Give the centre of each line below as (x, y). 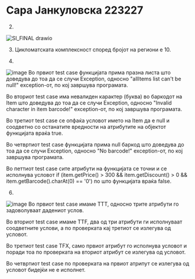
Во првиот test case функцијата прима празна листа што (100, 72)
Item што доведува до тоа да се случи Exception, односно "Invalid (89, 103)
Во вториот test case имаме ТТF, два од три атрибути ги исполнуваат (94, 222)
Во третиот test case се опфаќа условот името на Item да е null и (88, 120)
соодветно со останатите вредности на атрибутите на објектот (86, 126)
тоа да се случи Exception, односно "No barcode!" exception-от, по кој (95, 151)
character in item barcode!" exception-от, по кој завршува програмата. (94, 109)
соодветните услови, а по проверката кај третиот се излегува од (89, 228)
